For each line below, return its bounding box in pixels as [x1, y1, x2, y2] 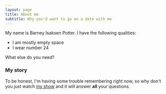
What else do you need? [5, 54, 55, 60]
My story [5, 67, 27, 74]
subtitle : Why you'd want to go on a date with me [5, 16, 112, 21]
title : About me [5, 12, 39, 17]
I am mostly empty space [12, 40, 64, 46]
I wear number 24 [12, 45, 49, 51]
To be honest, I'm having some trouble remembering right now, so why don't [5, 78, 161, 84]
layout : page [5, 7, 32, 12]
